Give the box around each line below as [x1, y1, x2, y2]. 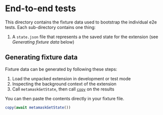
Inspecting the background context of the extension [12, 81, 117, 87]
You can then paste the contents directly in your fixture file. [5, 95, 124, 101]
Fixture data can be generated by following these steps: [5, 66, 118, 72]
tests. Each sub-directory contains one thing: [5, 24, 96, 30]
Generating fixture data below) [12, 39, 75, 45]
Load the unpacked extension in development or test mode [12, 75, 131, 81]
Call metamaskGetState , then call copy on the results [12, 86, 115, 92]
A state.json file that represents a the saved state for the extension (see [12, 34, 159, 40]
